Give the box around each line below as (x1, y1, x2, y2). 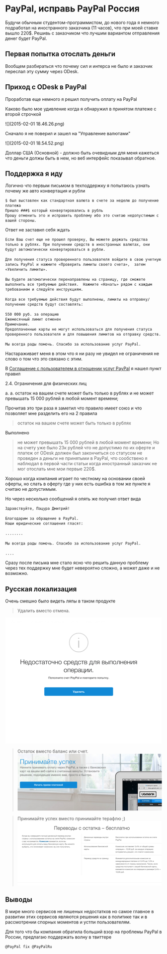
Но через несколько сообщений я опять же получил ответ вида (5, 496, 141, 502)
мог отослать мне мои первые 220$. (17, 466, 96, 472)
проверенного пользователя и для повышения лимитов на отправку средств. (5, 332, 162, 337)
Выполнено (5, 430, 30, 436)
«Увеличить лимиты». (5, 267, 48, 272)
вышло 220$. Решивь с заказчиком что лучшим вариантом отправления (5, 30, 160, 36)
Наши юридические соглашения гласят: (5, 521, 83, 526)
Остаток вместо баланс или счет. (17, 749, 88, 755)
